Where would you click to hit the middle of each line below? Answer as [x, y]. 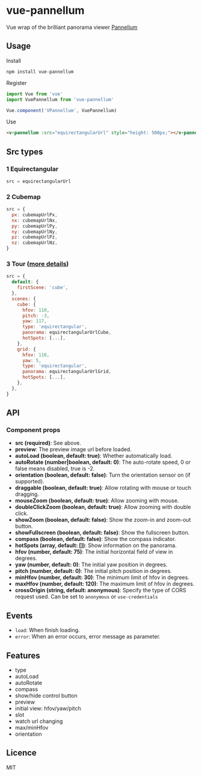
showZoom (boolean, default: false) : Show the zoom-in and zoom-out [103, 520]
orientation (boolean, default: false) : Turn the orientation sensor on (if [103, 475]
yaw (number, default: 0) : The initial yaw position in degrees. [91, 565]
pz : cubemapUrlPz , [35, 237]
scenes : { [24, 299]
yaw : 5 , [32, 360]
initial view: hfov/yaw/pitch [48, 708]
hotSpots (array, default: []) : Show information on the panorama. [96, 545]
